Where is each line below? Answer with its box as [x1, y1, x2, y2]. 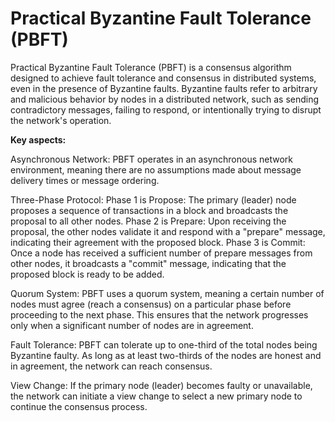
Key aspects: [10, 133, 67, 146]
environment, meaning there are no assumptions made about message [10, 163, 302, 176]
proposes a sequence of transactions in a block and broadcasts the [10, 204, 289, 216]
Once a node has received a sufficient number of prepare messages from [10, 247, 313, 259]
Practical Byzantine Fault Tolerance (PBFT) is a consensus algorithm [10, 61, 292, 73]
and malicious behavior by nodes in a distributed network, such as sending [10, 93, 320, 105]
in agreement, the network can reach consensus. [10, 360, 213, 372]
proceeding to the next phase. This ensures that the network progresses [10, 308, 309, 321]
